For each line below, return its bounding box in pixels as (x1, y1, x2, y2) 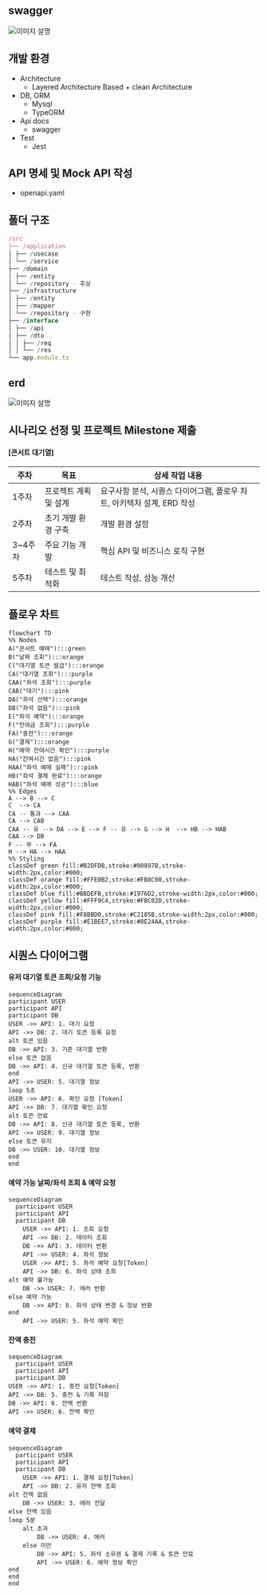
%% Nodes (8, 636, 37, 644)
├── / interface (8, 316, 59, 324)
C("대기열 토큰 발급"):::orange (8, 662, 104, 670)
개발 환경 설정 (100, 518, 149, 529)
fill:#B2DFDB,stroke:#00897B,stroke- (61, 862, 187, 870)
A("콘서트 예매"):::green (8, 644, 86, 653)
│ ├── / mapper (8, 302, 56, 310)
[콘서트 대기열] (8, 447, 54, 457)
